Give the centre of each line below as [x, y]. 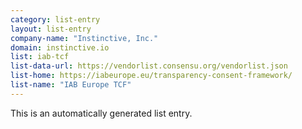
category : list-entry [55, 19]
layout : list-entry [51, 29]
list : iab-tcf [40, 57]
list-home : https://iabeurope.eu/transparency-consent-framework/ [151, 76]
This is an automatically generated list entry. [101, 113]
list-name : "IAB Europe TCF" [71, 85]
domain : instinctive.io [60, 47]
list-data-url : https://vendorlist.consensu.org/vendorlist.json [149, 66]
